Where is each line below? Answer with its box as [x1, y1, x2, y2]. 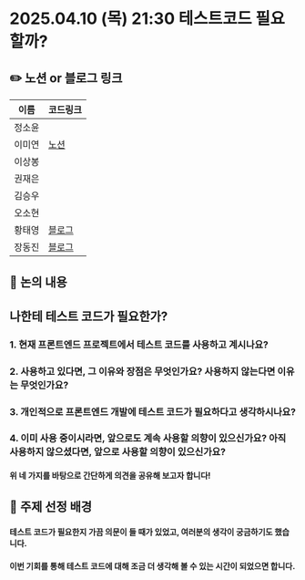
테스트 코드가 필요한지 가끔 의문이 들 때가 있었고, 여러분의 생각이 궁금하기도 [9, 526, 273, 538]
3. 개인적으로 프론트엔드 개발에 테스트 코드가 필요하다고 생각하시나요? [9, 405, 296, 418]
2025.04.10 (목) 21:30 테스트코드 [9, 8, 252, 29]
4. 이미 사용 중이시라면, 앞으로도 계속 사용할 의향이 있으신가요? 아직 [9, 432, 287, 445]
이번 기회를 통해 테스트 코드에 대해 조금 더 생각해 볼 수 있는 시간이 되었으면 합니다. [9, 560, 296, 571]
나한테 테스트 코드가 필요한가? [9, 308, 168, 324]
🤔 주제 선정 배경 [9, 499, 93, 515]
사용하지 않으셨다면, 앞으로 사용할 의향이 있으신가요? [9, 446, 226, 459]
